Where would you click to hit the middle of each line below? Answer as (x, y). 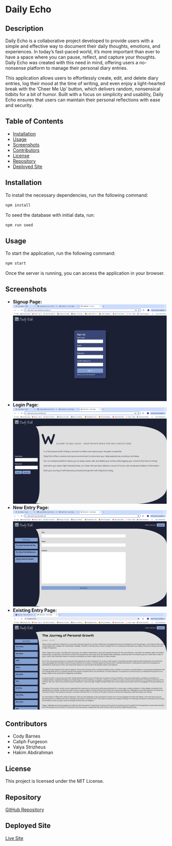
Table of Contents (35, 121)
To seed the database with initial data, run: (50, 215)
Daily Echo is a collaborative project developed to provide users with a (79, 41)
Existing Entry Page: (35, 610)
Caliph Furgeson (30, 742)
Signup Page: (27, 302)
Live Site (14, 838)
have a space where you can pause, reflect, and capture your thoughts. (81, 57)
